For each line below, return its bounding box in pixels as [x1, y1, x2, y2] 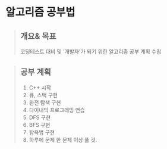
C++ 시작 [29, 84, 52, 91]
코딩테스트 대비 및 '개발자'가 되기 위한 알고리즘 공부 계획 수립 [20, 48, 162, 55]
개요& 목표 [20, 31, 57, 41]
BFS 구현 [29, 121, 51, 128]
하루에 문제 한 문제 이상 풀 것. [29, 136, 97, 143]
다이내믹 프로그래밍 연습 [29, 106, 86, 113]
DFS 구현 [29, 114, 51, 121]
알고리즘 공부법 [5, 5, 75, 19]
